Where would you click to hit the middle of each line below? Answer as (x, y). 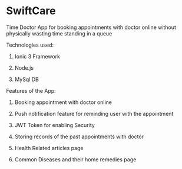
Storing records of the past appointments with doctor (79, 136)
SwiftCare (31, 11)
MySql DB (27, 79)
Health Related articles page (49, 148)
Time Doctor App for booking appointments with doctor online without (91, 27)
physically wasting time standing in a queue (59, 33)
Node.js (24, 68)
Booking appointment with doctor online (63, 102)
